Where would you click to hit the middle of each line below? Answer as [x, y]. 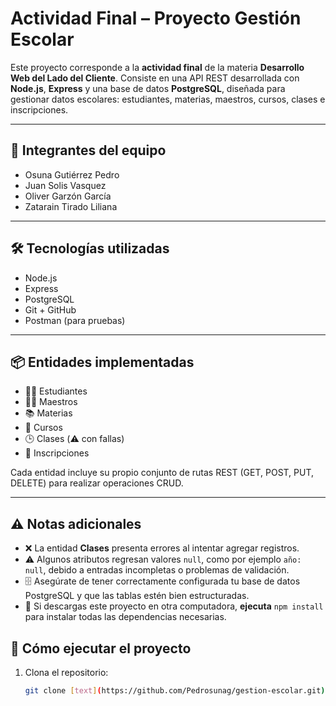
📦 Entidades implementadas [102, 362]
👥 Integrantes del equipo [88, 150]
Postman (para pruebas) [75, 320]
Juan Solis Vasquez [65, 185]
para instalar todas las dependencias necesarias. [125, 617]
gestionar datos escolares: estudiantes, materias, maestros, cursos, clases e [168, 99]
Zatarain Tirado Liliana [71, 206]
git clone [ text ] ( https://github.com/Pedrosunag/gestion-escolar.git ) [175, 691]
